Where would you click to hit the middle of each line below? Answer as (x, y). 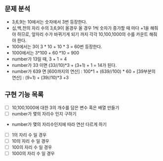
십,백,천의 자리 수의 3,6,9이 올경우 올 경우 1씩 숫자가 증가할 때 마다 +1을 (80, 28)
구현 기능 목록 (24, 95)
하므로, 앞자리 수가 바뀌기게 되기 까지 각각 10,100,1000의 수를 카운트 (83, 34)
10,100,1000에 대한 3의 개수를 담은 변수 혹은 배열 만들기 (65, 107)
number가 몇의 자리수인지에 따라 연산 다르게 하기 (59, 124)
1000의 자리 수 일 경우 (33, 153)
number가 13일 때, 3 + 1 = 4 (39, 59)
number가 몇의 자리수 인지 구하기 (44, 113)
